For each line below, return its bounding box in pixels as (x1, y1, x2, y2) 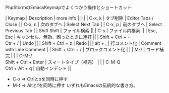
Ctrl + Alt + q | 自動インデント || (5, 65, 72, 71)
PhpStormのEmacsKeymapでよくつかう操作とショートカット (5, 5, 132, 10)
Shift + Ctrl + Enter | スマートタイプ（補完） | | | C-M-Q (5, 59, 121, 65)
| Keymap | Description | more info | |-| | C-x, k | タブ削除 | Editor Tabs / (5, 15, 154, 21)
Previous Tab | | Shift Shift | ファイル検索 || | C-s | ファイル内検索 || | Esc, (5, 28, 157, 34)
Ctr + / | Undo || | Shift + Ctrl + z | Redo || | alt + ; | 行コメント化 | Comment (5, 40, 161, 46)
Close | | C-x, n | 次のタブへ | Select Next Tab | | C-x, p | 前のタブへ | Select (5, 22, 162, 27)
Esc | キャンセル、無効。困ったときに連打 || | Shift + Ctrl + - (5, 34, 130, 40)
